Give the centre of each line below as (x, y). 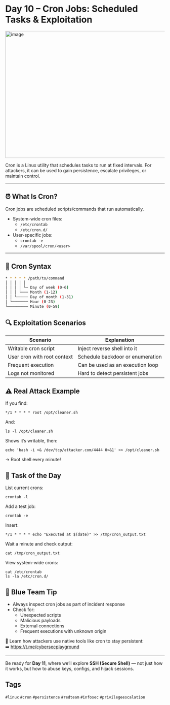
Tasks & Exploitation (49, 20)
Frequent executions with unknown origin (63, 631)
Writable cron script (31, 348)
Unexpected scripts (41, 615)
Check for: (24, 610)
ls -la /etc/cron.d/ (27, 576)
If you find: (16, 403)
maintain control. (23, 176)
